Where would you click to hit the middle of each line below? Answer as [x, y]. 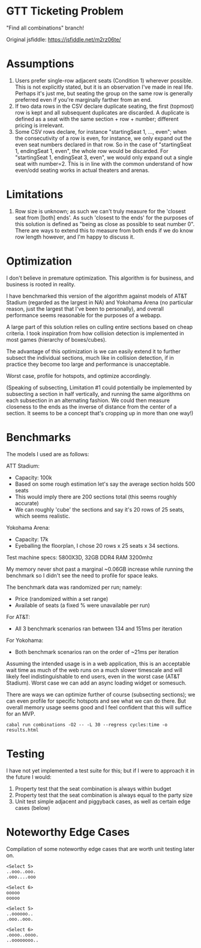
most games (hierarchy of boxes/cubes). [56, 339]
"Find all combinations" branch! [45, 28]
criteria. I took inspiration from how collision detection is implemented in [95, 333]
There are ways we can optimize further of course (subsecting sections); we [101, 694]
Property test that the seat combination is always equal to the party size [104, 795]
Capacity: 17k [31, 539]
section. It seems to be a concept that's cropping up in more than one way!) [100, 413]
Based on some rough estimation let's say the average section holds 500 [105, 484]
